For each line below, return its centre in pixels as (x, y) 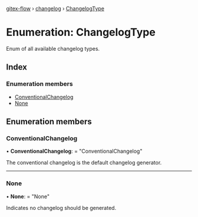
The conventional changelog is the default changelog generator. (84, 163)
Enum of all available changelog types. (53, 48)
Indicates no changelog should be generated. (61, 208)
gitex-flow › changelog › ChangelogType (55, 9)
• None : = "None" (28, 196)
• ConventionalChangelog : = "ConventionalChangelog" (74, 151)
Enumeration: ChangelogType (81, 32)
